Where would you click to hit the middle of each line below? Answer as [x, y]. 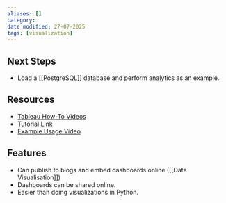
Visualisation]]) [39, 177]
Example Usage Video [49, 131]
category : [22, 20]
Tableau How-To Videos [52, 116]
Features [27, 153]
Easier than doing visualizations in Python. [78, 192]
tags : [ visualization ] [40, 33]
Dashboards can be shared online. [66, 184]
